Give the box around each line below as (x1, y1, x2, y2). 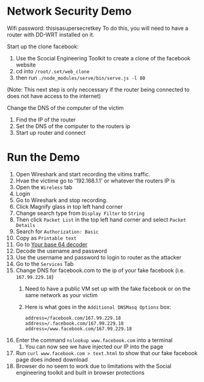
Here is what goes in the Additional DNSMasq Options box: (24, 303, 172, 311)
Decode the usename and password (15, 247, 107, 254)
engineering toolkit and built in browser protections (15, 369, 145, 376)
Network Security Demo (7, 4, 132, 18)
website (15, 61, 36, 68)
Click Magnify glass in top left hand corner (15, 203, 123, 210)
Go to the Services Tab (15, 260, 74, 267)
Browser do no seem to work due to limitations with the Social (15, 362, 172, 370)
